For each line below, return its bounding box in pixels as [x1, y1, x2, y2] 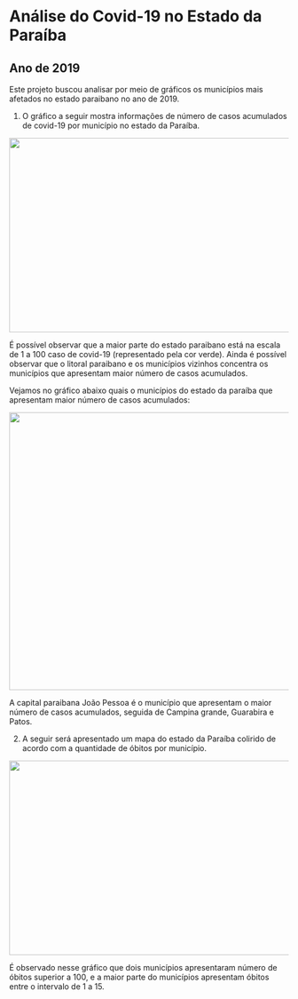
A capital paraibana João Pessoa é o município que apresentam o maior [9, 698, 272, 707]
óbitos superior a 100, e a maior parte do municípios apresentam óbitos [9, 971, 270, 982]
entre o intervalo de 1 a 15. [9, 981, 105, 992]
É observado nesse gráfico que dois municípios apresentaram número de [9, 963, 278, 972]
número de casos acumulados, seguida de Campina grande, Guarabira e [9, 707, 275, 717]
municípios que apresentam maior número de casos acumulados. [9, 368, 248, 379]
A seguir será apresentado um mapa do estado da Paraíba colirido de [21, 733, 277, 744]
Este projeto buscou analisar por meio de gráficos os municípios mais [9, 84, 263, 94]
